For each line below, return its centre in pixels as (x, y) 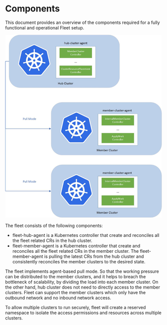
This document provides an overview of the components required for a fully (83, 22)
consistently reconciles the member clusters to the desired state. (79, 262)
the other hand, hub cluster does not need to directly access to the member (83, 287)
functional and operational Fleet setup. (45, 27)
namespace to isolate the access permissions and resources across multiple (83, 313)
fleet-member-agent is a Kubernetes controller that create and (76, 246)
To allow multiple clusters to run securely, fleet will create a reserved (76, 308)
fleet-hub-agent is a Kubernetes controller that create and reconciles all (86, 235)
